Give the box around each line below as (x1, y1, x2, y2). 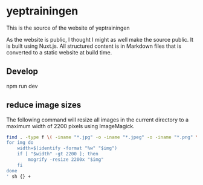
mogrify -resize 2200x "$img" (28, 157, 104, 163)
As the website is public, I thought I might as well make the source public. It (6, 36, 194, 43)
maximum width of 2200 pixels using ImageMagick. (6, 122, 135, 129)
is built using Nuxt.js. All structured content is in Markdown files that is (6, 42, 182, 50)
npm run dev (6, 82, 38, 89)
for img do (6, 140, 34, 146)
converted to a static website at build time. (6, 48, 112, 56)
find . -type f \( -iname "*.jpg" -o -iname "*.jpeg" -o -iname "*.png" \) (6, 134, 201, 140)
